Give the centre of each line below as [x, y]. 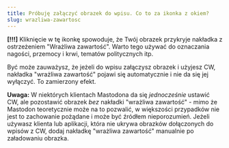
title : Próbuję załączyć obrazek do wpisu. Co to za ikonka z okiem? [108, 13]
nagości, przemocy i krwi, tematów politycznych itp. [80, 54]
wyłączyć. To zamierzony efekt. [52, 81]
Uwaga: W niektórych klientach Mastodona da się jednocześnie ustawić [109, 94]
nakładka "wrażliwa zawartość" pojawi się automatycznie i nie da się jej [108, 74]
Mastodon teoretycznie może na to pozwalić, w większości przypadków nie [113, 109]
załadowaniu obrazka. [38, 138]
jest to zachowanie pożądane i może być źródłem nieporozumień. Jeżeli [108, 116]
